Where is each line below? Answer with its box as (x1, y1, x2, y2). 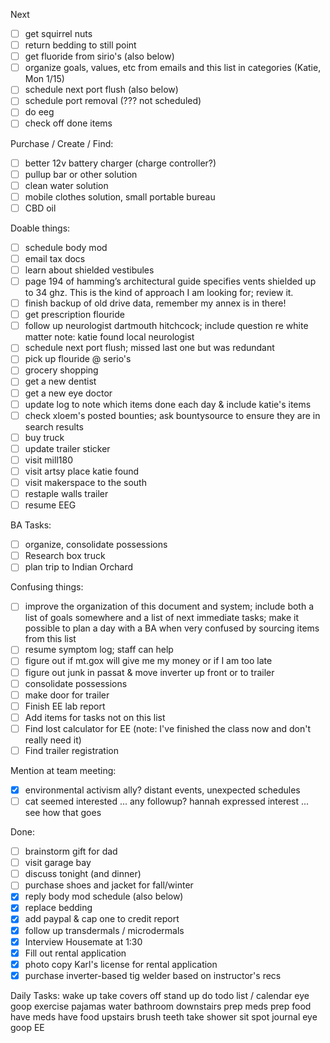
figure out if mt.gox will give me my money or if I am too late (24, 655, 273, 667)
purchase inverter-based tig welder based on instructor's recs (24, 969, 282, 981)
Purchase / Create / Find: (10, 137, 114, 149)
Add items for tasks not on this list (24, 711, 166, 723)
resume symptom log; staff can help (24, 644, 174, 656)
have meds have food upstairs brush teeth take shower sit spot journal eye (10, 1010, 318, 1023)
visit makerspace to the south (24, 476, 147, 488)
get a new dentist (24, 375, 97, 388)
